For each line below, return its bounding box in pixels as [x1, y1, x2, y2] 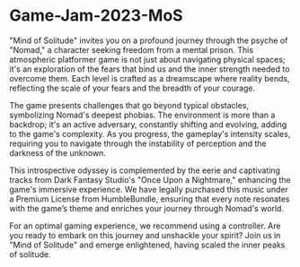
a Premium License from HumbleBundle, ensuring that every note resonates [9, 194, 290, 204]
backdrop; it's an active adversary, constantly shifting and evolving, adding [9, 118, 287, 130]
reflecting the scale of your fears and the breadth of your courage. [9, 82, 256, 93]
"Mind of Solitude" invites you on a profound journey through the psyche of [9, 35, 288, 46]
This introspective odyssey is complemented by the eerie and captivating [9, 165, 281, 176]
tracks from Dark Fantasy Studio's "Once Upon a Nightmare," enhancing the [9, 174, 291, 185]
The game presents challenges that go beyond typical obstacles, [9, 99, 250, 110]
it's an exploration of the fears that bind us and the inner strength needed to [9, 64, 290, 74]
